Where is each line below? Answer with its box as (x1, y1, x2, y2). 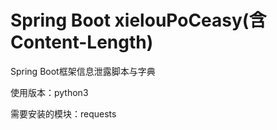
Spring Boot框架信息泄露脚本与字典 (10, 65, 156, 77)
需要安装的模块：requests (10, 107, 117, 120)
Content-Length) (10, 31, 154, 54)
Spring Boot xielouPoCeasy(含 (10, 9, 267, 32)
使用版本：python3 (10, 86, 89, 98)
